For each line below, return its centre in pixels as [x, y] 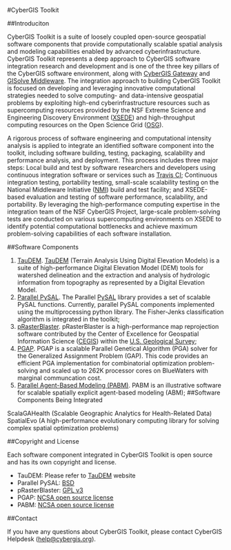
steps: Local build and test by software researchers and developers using [111, 168]
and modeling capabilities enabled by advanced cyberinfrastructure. [104, 51]
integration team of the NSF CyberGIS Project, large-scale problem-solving [114, 211]
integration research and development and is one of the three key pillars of [113, 66]
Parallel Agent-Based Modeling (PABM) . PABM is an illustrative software [119, 385]
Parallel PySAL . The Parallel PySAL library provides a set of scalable [114, 297]
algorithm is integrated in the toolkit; [68, 319]
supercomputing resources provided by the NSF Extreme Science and [107, 110]
